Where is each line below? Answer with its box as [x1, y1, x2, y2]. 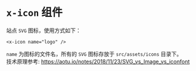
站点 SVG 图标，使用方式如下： [6, 27, 82, 34]
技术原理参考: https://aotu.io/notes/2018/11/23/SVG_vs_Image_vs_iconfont [6, 58, 190, 65]
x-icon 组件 [6, 5, 63, 19]
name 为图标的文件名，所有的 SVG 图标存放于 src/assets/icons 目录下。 [6, 50, 183, 58]
